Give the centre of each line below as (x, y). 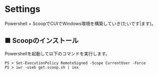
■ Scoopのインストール (41, 41)
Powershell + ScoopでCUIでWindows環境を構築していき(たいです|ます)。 (80, 23)
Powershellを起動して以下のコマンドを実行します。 (57, 54)
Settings (22, 9)
